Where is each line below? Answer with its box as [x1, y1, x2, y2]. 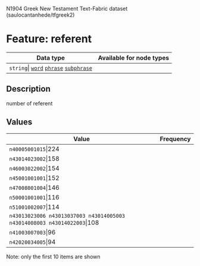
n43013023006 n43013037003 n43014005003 [9, 212, 125, 219]
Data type [36, 54, 65, 62]
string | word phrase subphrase [9, 64, 92, 72]
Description [6, 84, 51, 94]
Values [6, 117, 33, 127]
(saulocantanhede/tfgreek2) [6, 11, 75, 18]
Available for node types [98, 54, 170, 62]
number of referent [6, 99, 53, 107]
